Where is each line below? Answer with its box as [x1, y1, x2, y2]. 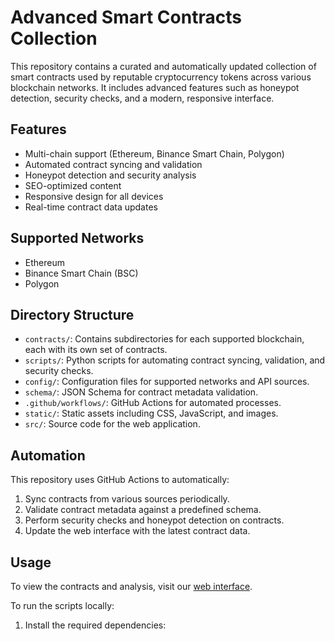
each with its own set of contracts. [24, 344, 168, 356]
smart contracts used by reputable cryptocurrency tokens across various [10, 71, 312, 83]
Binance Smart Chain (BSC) [24, 267, 139, 279]
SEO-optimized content [24, 179, 122, 191]
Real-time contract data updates [24, 201, 158, 213]
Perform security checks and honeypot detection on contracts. [24, 514, 285, 526]
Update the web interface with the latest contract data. [24, 525, 251, 537]
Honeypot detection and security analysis [24, 169, 197, 181]
